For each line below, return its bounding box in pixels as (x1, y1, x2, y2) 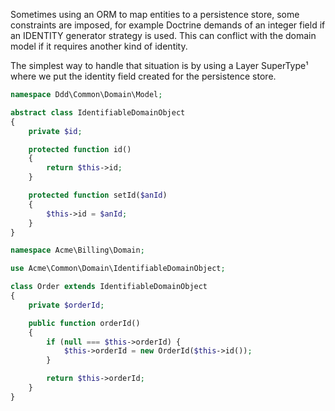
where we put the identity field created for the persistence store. (10, 70, 277, 82)
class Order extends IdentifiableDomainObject (10, 282, 208, 292)
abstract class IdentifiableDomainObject (10, 107, 186, 118)
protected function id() (28, 144, 132, 154)
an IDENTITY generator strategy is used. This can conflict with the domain (10, 30, 317, 41)
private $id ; (28, 126, 83, 136)
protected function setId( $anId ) (28, 190, 168, 200)
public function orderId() (28, 318, 141, 328)
